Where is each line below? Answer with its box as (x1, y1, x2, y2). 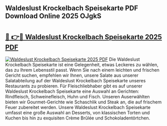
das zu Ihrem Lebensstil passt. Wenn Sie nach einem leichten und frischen (5, 67, 160, 73)
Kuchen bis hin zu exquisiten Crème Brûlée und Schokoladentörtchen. (5, 115, 150, 121)
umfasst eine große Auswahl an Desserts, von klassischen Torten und (5, 110, 150, 115)
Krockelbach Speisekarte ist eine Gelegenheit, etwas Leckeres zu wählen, (5, 62, 158, 67)
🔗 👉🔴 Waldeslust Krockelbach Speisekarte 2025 (5, 33, 162, 41)
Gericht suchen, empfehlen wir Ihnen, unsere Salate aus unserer (5, 72, 139, 78)
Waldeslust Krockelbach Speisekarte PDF (5, 4, 138, 13)
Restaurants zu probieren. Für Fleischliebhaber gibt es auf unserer (5, 83, 142, 89)
